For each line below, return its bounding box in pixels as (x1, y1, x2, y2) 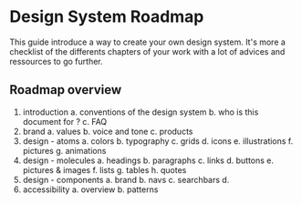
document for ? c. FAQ (22, 116, 108, 127)
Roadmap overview (9, 82, 122, 97)
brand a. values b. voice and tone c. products (22, 126, 193, 137)
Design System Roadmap (9, 6, 204, 27)
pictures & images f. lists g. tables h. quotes (22, 164, 187, 175)
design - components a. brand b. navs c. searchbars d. (22, 174, 230, 185)
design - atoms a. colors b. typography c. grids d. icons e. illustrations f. (22, 135, 294, 147)
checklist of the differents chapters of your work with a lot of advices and (9, 46, 286, 56)
